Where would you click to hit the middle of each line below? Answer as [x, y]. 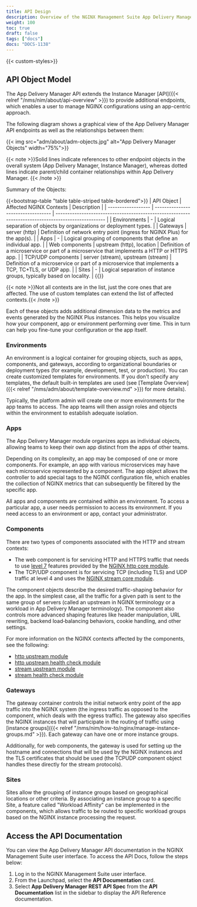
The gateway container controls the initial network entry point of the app [94, 703]
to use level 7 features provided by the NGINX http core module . [92, 566]
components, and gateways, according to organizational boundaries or [91, 364]
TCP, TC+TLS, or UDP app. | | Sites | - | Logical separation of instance [91, 269]
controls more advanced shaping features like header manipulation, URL [93, 615]
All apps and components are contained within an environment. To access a [98, 501]
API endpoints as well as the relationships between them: [75, 130]
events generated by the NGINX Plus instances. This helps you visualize [93, 317]
